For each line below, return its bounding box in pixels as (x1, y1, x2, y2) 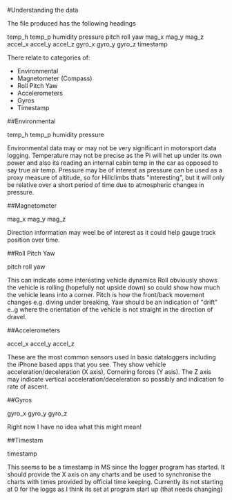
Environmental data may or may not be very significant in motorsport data (7, 144, 217, 152)
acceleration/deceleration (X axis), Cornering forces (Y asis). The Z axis (7, 368, 212, 376)
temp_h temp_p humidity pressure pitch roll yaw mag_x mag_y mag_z (7, 33, 204, 41)
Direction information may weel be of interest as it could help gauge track (7, 229, 216, 236)
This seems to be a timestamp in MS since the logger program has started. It (7, 463, 225, 471)
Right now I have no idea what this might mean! (7, 422, 142, 431)
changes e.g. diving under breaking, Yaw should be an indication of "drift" (7, 298, 218, 306)
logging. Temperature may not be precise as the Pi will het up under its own (7, 152, 222, 159)
